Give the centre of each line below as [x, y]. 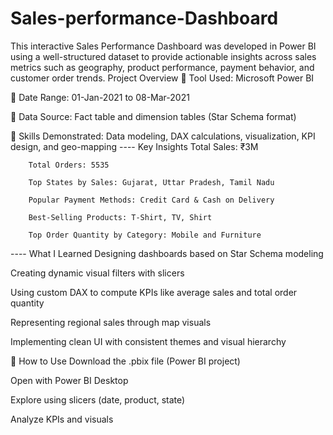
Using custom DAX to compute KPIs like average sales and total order [154, 292]
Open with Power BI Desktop [69, 380]
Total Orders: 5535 [69, 165]
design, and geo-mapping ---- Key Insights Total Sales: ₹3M [134, 146]
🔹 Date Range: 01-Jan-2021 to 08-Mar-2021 [100, 97]
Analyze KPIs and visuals [62, 419]
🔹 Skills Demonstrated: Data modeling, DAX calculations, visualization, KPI [163, 136]
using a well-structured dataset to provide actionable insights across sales [163, 56]
